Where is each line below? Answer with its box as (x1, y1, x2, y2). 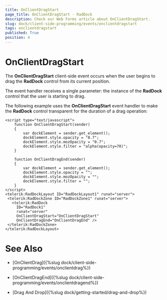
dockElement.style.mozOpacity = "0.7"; (23, 139, 106, 144)
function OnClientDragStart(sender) (14, 122, 91, 127)
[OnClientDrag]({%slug (12, 259, 60, 265)
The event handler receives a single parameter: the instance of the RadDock (5, 88, 162, 94)
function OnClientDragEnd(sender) (14, 157, 86, 162)
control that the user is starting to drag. (5, 93, 86, 99)
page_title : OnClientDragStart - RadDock (5, 12, 93, 17)
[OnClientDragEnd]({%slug (12, 274, 68, 280)
